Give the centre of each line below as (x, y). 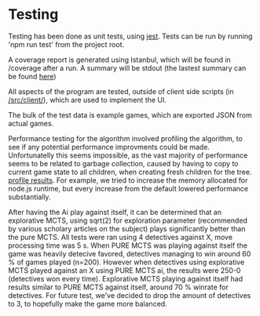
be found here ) (32, 76)
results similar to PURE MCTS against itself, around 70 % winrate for (119, 287)
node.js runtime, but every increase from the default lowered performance (128, 188)
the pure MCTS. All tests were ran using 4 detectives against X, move (121, 237)
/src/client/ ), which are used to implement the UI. (88, 100)
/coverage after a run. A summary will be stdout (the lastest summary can (127, 67)
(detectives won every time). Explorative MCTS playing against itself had (126, 278)
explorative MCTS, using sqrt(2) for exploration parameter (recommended (128, 220)
